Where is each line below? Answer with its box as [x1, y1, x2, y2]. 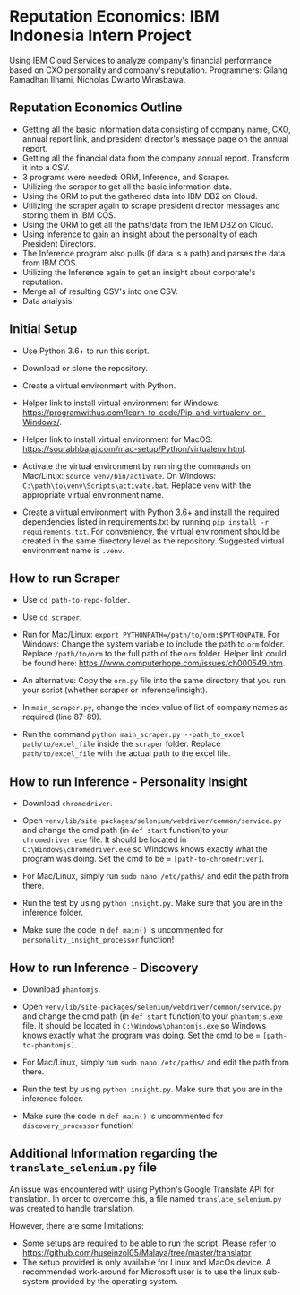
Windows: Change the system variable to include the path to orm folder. [21, 639, 285, 649]
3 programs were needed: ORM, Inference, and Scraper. [21, 171, 230, 182]
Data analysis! [21, 295, 74, 306]
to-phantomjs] [21, 1041, 75, 1050]
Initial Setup [9, 321, 78, 337]
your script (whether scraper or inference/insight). [21, 684, 209, 696]
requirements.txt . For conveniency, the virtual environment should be [21, 526, 281, 536]
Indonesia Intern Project [9, 25, 193, 46]
